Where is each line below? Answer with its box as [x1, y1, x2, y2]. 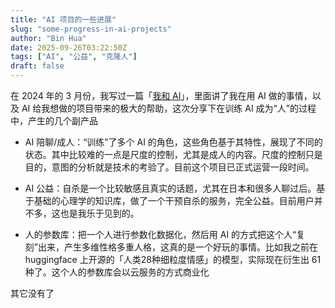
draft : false [10, 61, 65, 71]
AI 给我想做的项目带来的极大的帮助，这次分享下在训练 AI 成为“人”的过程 [21, 102, 317, 114]
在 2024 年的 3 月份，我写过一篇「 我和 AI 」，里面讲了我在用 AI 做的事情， [10, 90, 313, 101]
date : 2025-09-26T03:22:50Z [10, 42, 128, 53]
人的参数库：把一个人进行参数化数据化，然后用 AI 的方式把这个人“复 [24, 229, 306, 240]
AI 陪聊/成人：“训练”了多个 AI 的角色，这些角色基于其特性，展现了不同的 [24, 136, 323, 148]
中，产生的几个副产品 [10, 115, 98, 126]
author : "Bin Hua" [10, 33, 87, 43]
